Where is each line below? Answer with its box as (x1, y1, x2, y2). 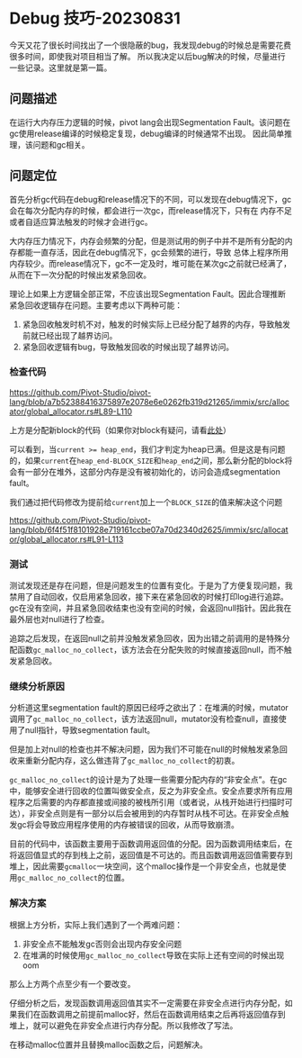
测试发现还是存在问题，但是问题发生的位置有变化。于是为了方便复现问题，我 (9, 580, 293, 591)
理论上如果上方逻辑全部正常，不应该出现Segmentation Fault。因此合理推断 (9, 288, 286, 299)
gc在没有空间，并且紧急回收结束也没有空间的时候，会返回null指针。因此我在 (9, 602, 292, 613)
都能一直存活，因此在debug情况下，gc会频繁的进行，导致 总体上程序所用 (16, 247, 289, 258)
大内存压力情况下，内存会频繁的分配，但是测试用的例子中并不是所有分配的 (9, 235, 285, 246)
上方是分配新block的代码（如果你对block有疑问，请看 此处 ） (9, 424, 232, 435)
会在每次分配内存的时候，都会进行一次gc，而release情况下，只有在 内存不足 (9, 204, 292, 216)
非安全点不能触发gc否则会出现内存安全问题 (22, 938, 182, 949)
